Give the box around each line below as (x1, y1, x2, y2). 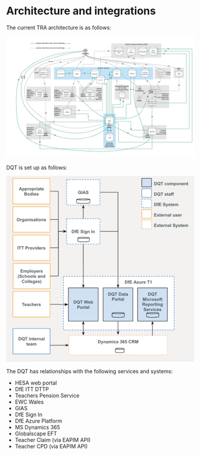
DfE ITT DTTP (14, 385, 49, 392)
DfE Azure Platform (14, 417, 63, 425)
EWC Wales (14, 398, 44, 405)
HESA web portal (14, 379, 57, 386)
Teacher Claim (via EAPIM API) (14, 436, 91, 443)
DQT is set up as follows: (6, 164, 67, 171)
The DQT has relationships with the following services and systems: (6, 367, 173, 374)
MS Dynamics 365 (14, 423, 61, 431)
